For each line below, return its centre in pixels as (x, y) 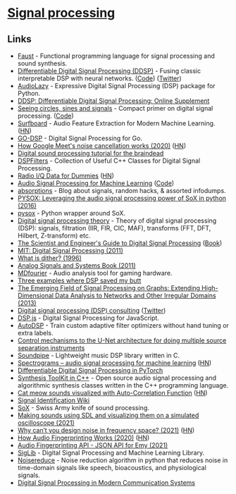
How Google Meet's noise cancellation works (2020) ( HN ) (102, 146)
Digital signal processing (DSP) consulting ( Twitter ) (92, 310)
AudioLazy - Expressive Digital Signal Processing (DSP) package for (117, 86)
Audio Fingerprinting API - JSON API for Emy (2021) (93, 445)
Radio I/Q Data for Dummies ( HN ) (66, 175)
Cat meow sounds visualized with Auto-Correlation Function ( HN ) (112, 393)
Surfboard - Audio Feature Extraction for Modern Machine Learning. (116, 123)
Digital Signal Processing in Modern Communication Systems (106, 483)
